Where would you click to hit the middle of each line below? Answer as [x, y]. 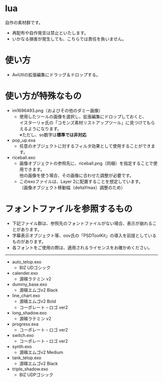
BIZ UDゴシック [35, 267]
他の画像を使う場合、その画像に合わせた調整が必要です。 [77, 175]
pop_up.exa [24, 140]
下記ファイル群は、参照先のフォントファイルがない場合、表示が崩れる [82, 223]
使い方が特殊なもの [43, 96]
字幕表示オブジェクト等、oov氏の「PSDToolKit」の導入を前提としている [84, 235]
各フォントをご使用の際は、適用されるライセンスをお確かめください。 [82, 248]
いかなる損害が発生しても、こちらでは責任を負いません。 [69, 39]
